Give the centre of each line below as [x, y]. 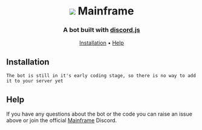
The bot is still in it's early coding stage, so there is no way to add [101, 76]
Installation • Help [102, 43]
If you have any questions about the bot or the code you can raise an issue [99, 114]
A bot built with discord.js [102, 30]
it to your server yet [35, 81]
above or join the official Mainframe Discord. [62, 120]
